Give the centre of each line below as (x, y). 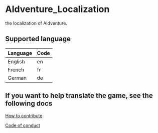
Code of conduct (23, 125)
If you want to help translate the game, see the (79, 96)
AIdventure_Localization (57, 9)
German (17, 78)
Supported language (38, 39)
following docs (29, 104)
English (16, 61)
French (16, 70)
